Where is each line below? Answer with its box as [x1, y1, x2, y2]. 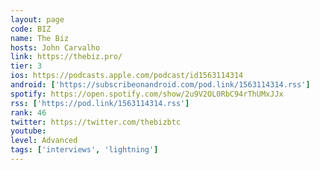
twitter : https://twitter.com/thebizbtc [10, 117, 182, 127]
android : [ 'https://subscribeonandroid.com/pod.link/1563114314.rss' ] [10, 80, 311, 90]
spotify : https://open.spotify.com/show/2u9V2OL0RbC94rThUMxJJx [10, 89, 284, 99]
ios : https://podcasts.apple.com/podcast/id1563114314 [10, 71, 244, 81]
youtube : [10, 126, 47, 136]
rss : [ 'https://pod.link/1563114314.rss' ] [10, 98, 190, 108]
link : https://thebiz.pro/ [10, 52, 123, 62]
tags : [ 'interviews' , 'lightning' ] [10, 145, 159, 155]
